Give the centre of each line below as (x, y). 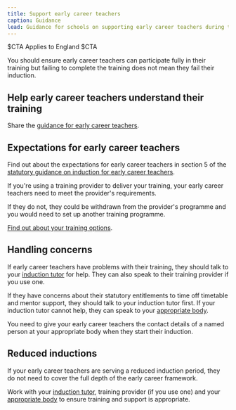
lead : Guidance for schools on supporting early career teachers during (116, 27)
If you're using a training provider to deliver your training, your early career (115, 186)
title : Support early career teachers (64, 14)
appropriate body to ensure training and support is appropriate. (99, 399)
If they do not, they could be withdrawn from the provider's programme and (117, 207)
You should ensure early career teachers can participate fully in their (106, 60)
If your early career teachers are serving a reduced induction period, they (114, 371)
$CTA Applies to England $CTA (52, 47)
